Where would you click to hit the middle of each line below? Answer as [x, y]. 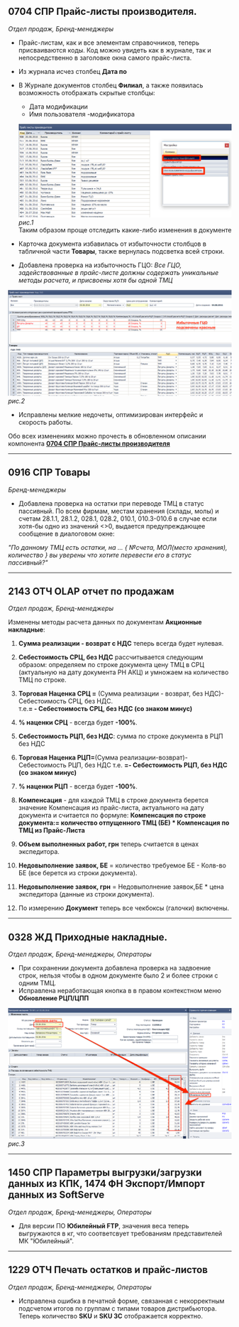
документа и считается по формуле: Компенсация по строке [112, 816]
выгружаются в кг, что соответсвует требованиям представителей [120, 1233]
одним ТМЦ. [37, 983]
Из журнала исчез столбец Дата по [72, 71]
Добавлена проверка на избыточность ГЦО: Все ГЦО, [100, 265]
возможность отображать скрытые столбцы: [87, 92]
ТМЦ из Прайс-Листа [52, 830]
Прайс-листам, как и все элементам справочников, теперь [109, 43]
